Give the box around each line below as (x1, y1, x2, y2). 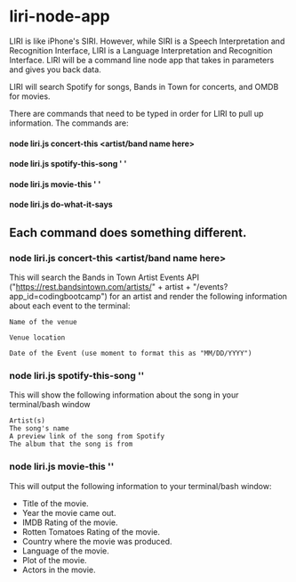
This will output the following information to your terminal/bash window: (9, 480, 272, 491)
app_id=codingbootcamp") (9, 291, 108, 301)
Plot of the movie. (21, 554, 87, 565)
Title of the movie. (21, 497, 89, 509)
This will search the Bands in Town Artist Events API (9, 272, 200, 283)
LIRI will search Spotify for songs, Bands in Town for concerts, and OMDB (9, 81, 279, 92)
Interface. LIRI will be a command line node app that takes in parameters (9, 54, 275, 65)
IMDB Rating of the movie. (21, 517, 118, 528)
